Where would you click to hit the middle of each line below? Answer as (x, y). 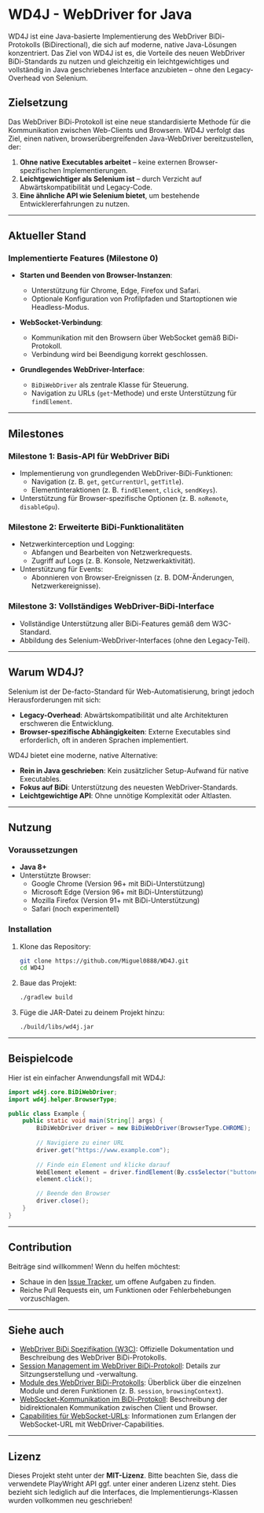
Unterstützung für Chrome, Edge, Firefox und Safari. (116, 291)
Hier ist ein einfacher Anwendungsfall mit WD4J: (87, 1077)
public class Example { (47, 1114)
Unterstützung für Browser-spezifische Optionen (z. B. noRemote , (124, 499)
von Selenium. (65, 78)
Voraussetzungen (43, 849)
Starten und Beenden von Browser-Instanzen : (96, 275)
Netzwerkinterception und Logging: (77, 544)
